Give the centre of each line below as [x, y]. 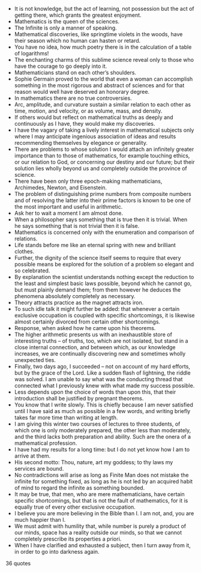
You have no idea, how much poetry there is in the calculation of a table [103, 47]
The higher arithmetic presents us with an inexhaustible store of [93, 334]
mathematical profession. [46, 443]
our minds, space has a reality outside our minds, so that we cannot [98, 532]
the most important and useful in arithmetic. [68, 207]
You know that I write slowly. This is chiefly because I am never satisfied [103, 405]
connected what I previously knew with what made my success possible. [104, 385]
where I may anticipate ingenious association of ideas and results [95, 136]
